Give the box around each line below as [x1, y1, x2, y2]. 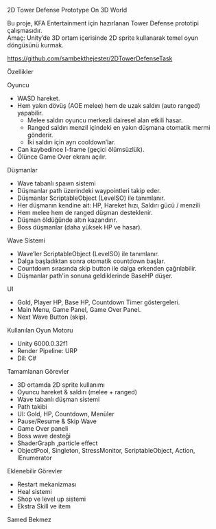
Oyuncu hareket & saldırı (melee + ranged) [16, 388, 138, 396]
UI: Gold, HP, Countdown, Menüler [16, 410, 115, 418]
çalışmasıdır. [7, 27, 43, 34]
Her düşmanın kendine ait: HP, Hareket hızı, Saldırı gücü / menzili [16, 201, 201, 209]
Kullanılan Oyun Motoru [7, 326, 73, 334]
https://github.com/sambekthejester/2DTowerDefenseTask [7, 54, 173, 63]
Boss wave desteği [16, 432, 71, 440]
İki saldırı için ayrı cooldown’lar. [27, 138, 116, 146]
